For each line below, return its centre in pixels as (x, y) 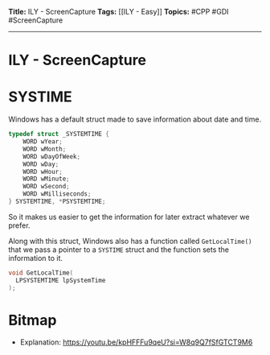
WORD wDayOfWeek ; (52, 156)
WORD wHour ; (43, 171)
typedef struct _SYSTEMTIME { (59, 134)
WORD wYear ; (43, 142)
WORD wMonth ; (45, 149)
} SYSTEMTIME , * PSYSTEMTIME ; (57, 201)
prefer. (19, 225)
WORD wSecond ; (46, 187)
